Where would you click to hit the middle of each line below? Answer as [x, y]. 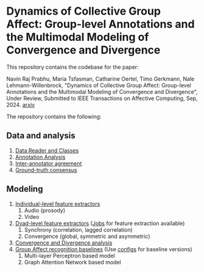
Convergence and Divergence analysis [64, 243]
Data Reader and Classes [47, 150]
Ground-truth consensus [46, 170]
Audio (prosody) [45, 210]
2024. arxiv [21, 104]
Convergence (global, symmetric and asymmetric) [87, 236]
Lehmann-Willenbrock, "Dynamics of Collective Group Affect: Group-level [99, 85]
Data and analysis [41, 136]
